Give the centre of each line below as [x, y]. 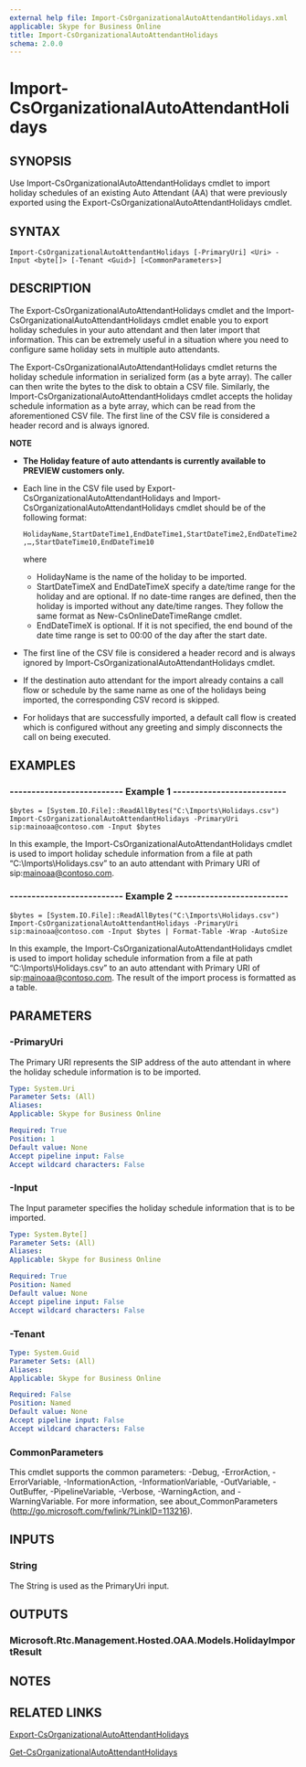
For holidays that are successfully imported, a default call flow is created [159, 717]
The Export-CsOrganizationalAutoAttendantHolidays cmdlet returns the [143, 367]
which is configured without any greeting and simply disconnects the [153, 727]
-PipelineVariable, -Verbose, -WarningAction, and [142, 1492]
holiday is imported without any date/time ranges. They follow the [160, 605]
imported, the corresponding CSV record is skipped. [121, 700]
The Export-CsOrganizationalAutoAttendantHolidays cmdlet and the [137, 310]
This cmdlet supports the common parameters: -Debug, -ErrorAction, [140, 1472]
